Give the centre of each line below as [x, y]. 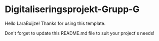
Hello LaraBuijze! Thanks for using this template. [55, 23]
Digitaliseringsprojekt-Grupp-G [72, 9]
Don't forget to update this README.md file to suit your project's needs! [80, 33]
